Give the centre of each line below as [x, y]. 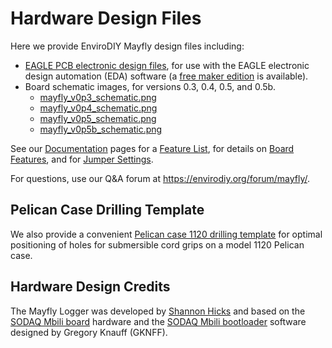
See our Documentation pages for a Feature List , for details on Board [152, 148]
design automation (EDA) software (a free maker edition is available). [166, 76]
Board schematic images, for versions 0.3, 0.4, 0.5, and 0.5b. [150, 86]
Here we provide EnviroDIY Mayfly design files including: [127, 46]
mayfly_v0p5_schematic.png [98, 118]
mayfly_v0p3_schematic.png [98, 97]
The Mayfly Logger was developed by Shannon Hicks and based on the [158, 311]
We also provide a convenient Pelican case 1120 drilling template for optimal [166, 234]
